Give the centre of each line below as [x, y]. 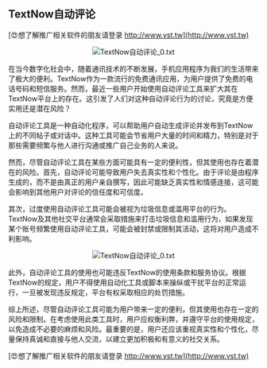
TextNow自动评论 [52, 14]
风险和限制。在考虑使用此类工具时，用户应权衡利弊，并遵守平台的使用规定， [133, 319]
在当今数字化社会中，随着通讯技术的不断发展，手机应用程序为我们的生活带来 [133, 68]
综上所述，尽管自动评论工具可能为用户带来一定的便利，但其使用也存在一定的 [133, 309]
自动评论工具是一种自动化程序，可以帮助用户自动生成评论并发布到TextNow [131, 125]
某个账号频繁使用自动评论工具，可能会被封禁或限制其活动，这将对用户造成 [130, 228]
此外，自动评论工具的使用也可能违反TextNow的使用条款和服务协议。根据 [127, 272]
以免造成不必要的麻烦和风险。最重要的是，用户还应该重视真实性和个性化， [130, 329]
